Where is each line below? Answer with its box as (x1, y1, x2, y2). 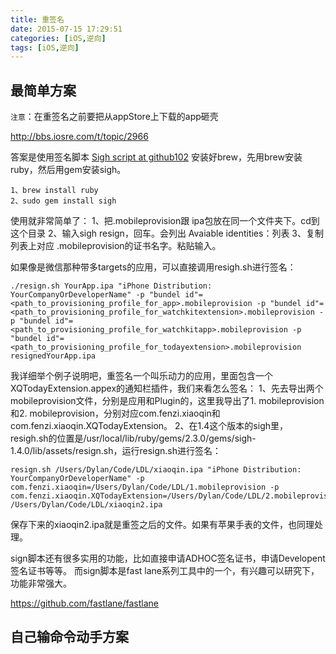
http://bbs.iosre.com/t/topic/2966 (10, 131, 149, 143)
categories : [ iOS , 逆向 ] (10, 33, 107, 43)
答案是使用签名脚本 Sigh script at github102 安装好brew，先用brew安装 (10, 151, 303, 163)
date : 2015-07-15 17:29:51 (10, 24, 123, 34)
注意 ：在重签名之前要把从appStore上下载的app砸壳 (10, 111, 219, 123)
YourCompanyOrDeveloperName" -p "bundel (10, 290, 182, 300)
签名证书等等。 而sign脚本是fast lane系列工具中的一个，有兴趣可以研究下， (10, 565, 320, 577)
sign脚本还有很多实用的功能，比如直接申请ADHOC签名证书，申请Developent (10, 552, 326, 565)
